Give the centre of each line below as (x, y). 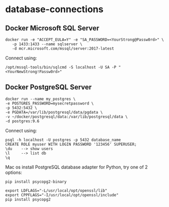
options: (14, 172)
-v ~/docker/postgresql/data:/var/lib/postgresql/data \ (67, 117)
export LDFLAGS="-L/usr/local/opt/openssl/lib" (56, 191)
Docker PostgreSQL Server (49, 87)
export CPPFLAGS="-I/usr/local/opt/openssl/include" (62, 195)
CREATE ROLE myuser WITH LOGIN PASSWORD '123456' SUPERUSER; (71, 144)
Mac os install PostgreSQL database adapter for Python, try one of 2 (77, 167)
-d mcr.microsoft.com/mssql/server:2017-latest (63, 49)
